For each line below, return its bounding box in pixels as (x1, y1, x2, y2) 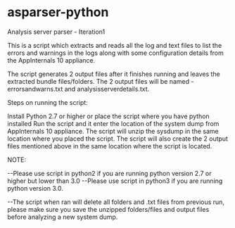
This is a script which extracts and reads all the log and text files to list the (7, 41, 222, 49)
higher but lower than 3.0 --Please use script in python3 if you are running (7, 177, 223, 185)
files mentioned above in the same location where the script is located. (7, 141, 212, 150)
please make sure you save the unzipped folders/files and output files (7, 205, 210, 213)
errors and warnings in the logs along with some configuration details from (7, 49, 224, 57)
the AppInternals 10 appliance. (7, 56, 96, 64)
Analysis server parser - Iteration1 (7, 27, 106, 36)
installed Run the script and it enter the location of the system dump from (7, 119, 220, 127)
